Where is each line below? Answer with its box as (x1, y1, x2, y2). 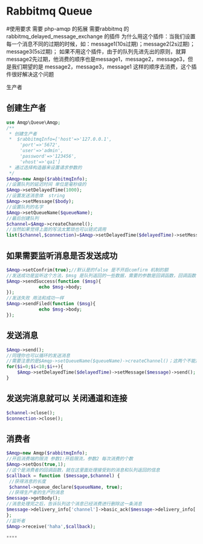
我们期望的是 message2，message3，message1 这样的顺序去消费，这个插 (11, 62, 197, 70)
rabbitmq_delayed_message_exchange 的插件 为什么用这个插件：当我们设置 (6, 32, 196, 40)
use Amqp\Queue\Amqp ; (6, 119, 61, 126)
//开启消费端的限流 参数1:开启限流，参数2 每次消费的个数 (6, 456, 134, 462)
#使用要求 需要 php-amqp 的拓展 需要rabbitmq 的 (6, 25, 129, 32)
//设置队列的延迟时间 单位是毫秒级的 (6, 181, 86, 187)
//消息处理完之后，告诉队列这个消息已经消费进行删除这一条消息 (6, 501, 143, 507)
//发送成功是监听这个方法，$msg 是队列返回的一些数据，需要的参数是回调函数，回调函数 (6, 272, 196, 278)
